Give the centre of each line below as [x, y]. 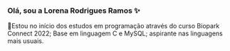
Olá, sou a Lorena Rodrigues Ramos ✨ [74, 11]
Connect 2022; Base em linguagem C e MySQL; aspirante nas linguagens [115, 33]
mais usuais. [26, 41]
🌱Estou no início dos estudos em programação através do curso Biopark [114, 26]
